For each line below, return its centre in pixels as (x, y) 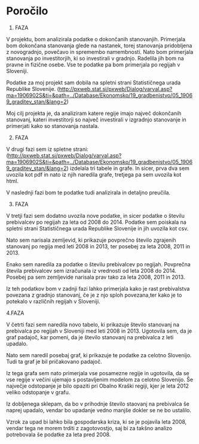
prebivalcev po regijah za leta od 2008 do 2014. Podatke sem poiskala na (96, 222)
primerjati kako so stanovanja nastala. (53, 126)
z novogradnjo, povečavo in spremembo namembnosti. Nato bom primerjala (100, 51)
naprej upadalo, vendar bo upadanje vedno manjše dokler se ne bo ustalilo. (99, 410)
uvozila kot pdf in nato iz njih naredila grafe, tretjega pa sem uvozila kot (94, 174)
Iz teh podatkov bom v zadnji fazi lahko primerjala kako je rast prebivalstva (98, 288)
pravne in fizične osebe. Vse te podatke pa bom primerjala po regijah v (93, 65)
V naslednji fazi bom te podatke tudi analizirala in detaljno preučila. (88, 192)
